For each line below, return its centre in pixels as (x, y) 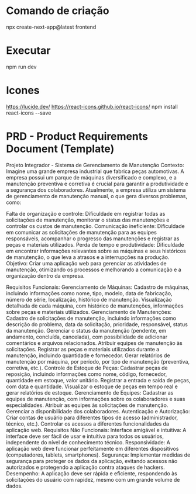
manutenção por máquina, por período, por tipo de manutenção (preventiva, (98, 361)
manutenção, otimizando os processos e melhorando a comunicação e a (94, 270)
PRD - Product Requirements (77, 136)
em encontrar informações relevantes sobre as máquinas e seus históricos (96, 251)
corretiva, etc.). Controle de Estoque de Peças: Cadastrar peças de (87, 368)
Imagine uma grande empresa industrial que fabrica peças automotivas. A (95, 171)
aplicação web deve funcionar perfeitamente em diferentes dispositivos (92, 448)
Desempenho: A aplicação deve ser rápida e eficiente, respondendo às (92, 473)
